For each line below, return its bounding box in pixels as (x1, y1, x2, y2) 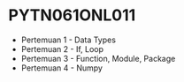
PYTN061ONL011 (8, 5, 136, 26)
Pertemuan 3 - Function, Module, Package (20, 53, 176, 63)
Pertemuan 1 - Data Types (20, 34, 117, 45)
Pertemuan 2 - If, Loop (20, 43, 103, 54)
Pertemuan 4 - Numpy (20, 63, 103, 73)
